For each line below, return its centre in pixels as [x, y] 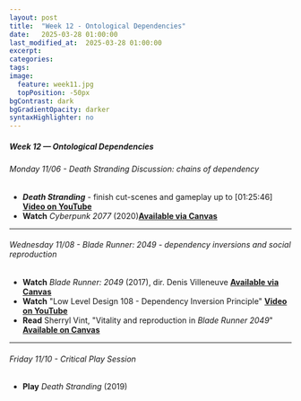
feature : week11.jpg [56, 84]
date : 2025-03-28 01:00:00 [64, 34]
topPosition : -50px [54, 92]
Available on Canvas [61, 329]
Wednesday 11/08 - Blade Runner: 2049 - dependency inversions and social [150, 245]
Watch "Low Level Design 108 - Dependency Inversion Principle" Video [155, 301]
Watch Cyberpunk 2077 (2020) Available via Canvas [120, 215]
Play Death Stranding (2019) [75, 387]
